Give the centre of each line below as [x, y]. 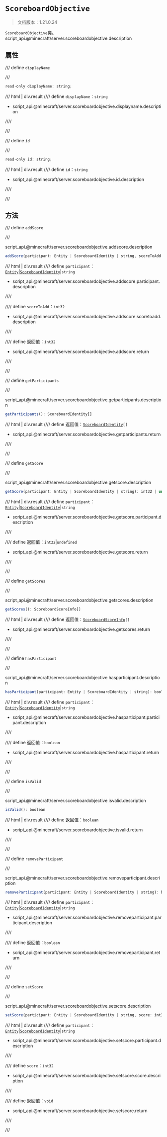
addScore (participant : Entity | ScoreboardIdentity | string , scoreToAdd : [84, 256]
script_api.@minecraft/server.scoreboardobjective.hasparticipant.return [86, 752]
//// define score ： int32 [29, 1066]
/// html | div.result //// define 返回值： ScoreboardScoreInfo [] [68, 619]
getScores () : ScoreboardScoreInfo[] [43, 609]
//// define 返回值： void [29, 1101]
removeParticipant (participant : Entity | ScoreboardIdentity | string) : [82, 892]
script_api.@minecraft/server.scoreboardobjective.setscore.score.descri [86, 1076]
